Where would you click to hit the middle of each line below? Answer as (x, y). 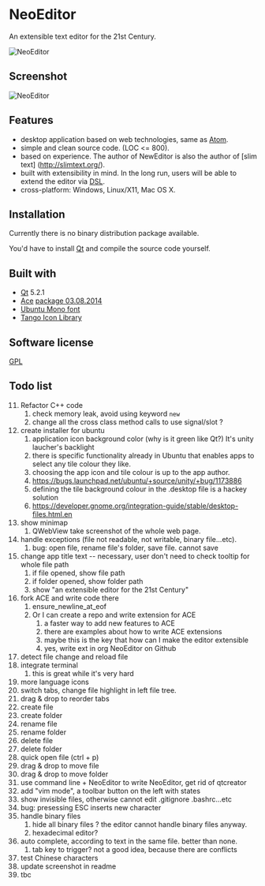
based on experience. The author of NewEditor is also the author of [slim (138, 156)
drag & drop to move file (60, 765)
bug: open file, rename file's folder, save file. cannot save (125, 548)
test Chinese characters (59, 858)
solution (45, 497)
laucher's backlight (63, 447)
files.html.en (52, 514)
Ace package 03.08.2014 (61, 301)
